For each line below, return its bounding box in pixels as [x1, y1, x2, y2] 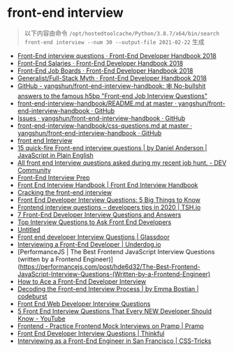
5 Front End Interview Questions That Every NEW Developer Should [17, 307, 212, 315]
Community [17, 166, 51, 174]
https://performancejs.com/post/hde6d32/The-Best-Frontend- [20, 262, 200, 270]
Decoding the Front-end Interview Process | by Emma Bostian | [17, 284, 199, 293]
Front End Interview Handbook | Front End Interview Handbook [17, 180, 198, 189]
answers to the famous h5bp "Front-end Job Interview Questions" [17, 91, 208, 100]
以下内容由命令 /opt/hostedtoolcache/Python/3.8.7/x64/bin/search [24, 29, 220, 37]
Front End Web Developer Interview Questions [17, 299, 151, 308]
